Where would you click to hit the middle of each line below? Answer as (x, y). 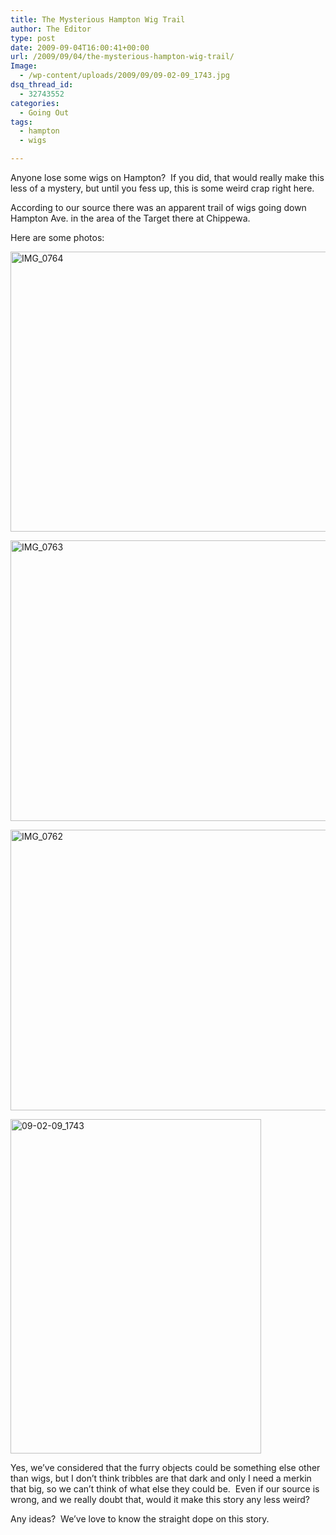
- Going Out (44, 112)
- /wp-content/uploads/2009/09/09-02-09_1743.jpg (124, 76)
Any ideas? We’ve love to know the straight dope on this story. (140, 1519)
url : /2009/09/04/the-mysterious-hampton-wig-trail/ (122, 57)
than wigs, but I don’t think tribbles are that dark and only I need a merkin (161, 1478)
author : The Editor (51, 29)
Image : (24, 66)
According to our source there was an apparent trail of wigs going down (158, 207)
